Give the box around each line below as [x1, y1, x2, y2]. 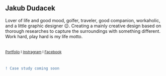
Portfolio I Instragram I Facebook [5, 49, 62, 54]
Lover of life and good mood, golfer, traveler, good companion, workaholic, [5, 17, 160, 23]
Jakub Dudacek [5, 4, 55, 13]
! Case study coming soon [5, 66, 59, 71]
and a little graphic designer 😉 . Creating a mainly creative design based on [5, 23, 161, 29]
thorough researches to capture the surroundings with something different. [5, 28, 161, 34]
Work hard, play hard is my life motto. [5, 33, 83, 39]
